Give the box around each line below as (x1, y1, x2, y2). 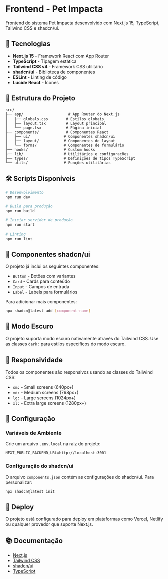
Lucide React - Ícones (12, 79, 59, 85)
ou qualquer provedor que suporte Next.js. (5, 521, 93, 527)
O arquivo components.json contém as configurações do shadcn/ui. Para (5, 474, 154, 480)
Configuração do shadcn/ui (5, 462, 74, 470)
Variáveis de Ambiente (5, 430, 62, 436)
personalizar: (5, 479, 33, 485)
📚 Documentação (5, 536, 63, 545)
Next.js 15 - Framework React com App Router (12, 53, 109, 59)
